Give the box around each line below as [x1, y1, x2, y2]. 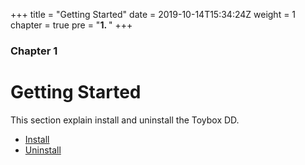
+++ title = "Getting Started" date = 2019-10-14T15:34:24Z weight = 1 [10, 9, 297, 20]
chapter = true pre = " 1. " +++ [10, 19, 133, 31]
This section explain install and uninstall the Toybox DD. [10, 114, 240, 126]
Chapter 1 [10, 44, 58, 58]
